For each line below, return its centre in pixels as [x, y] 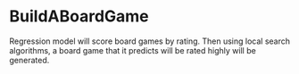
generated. [29, 60]
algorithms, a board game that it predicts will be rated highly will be [133, 50]
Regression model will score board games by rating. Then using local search [149, 41]
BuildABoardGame [79, 16]
